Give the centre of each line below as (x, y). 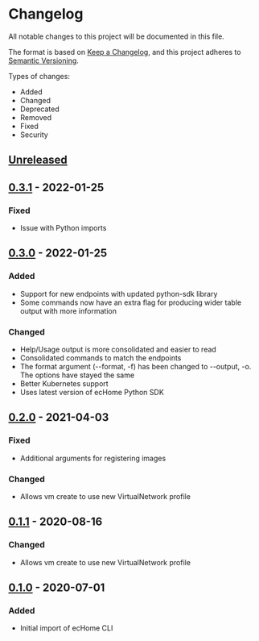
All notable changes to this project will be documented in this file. (117, 36)
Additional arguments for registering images (93, 458)
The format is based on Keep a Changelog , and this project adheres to (125, 52)
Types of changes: (39, 76)
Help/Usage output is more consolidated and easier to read (118, 349)
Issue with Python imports (63, 228)
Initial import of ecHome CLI (66, 628)
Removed (36, 117)
